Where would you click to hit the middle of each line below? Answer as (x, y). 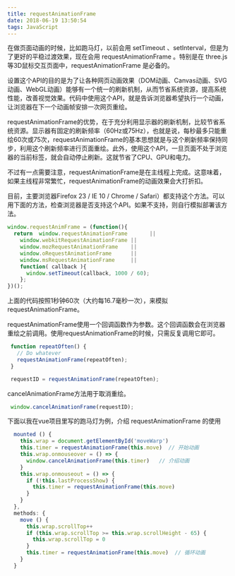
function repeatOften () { (48, 347)
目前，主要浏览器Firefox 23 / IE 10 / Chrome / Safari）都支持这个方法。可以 (116, 196)
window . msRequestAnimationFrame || (79, 260)
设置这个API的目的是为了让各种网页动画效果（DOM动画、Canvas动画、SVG (117, 80)
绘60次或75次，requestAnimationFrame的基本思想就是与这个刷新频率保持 (115, 140)
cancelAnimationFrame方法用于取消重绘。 (69, 393)
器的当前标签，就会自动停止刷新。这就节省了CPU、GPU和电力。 (101, 157)
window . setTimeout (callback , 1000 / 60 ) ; (88, 273)
